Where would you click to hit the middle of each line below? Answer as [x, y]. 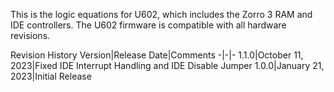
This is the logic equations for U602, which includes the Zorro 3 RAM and [161, 14]
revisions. [30, 35]
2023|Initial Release [51, 76]
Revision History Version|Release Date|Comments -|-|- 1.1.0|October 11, [157, 55]
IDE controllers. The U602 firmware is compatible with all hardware [148, 25]
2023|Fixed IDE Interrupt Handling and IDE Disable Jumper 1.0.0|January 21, [167, 65]
